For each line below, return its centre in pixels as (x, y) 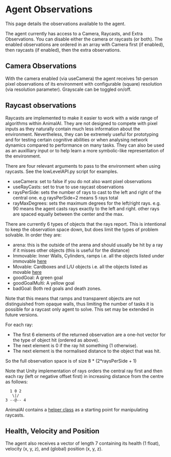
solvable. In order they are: (33, 235)
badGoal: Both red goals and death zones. (57, 288)
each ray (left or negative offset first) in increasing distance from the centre (85, 376)
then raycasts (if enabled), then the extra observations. (63, 50)
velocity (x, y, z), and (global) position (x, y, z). (54, 449)
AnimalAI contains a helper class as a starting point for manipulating (77, 409)
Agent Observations (49, 9)
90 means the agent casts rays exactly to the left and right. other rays (86, 208)
